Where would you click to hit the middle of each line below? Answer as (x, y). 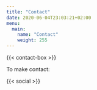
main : (19, 29)
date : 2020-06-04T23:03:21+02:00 (49, 18)
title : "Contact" (28, 12)
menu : (13, 23)
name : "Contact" (38, 35)
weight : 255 (32, 40)
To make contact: (28, 69)
